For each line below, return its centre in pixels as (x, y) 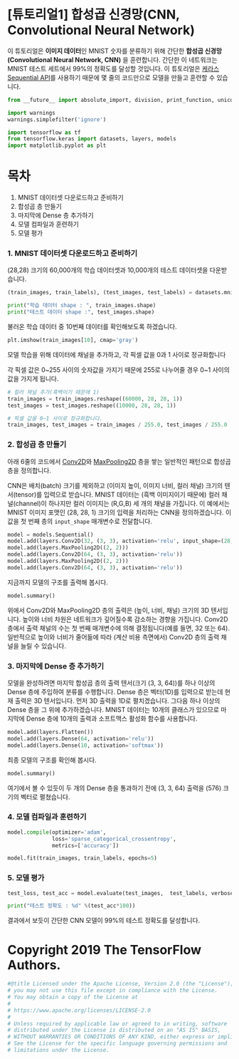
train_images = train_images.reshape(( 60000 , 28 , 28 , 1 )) (95, 399)
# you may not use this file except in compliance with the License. (113, 991)
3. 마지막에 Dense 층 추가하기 (56, 666)
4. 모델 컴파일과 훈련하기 (47, 817)
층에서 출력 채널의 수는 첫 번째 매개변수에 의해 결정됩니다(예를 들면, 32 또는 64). (118, 628)
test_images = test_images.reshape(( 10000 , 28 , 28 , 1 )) (92, 405)
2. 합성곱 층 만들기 (37, 445)
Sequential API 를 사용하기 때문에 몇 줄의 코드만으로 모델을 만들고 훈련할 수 (111, 77)
